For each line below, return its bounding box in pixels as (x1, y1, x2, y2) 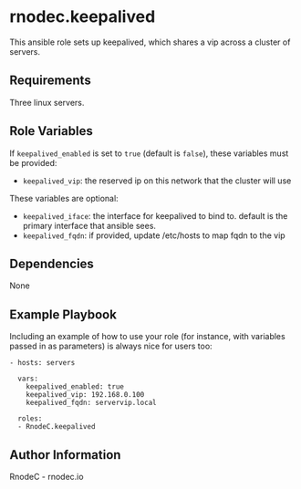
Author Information (9, 447, 121, 463)
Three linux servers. (9, 97, 85, 108)
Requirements (9, 73, 91, 88)
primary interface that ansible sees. (22, 220, 157, 231)
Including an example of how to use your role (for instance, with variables (9, 331, 285, 342)
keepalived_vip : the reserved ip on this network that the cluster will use (22, 175, 292, 186)
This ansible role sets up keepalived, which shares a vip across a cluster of (9, 36, 291, 47)
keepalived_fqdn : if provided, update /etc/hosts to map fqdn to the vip (22, 230, 285, 241)
